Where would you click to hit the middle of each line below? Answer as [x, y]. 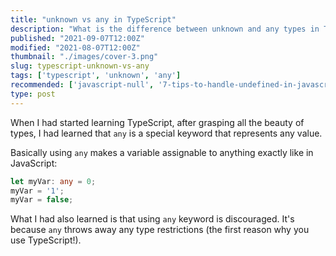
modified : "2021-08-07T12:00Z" [75, 47]
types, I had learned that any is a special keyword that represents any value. [166, 133]
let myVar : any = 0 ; [53, 181]
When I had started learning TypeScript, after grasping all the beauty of [157, 122]
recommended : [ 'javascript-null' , [82, 85]
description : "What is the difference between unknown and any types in [165, 29]
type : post [33, 94]
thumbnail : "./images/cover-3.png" [84, 57]
